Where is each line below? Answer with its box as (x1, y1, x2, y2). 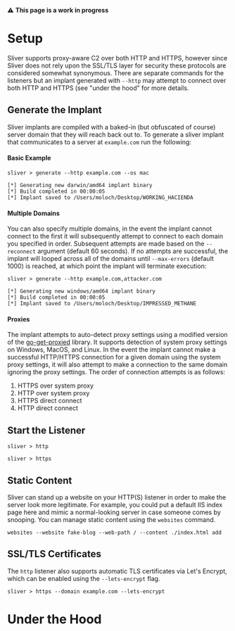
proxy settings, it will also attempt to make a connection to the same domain (7, 360, 228, 369)
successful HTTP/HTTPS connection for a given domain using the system (7, 353, 222, 362)
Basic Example (7, 154, 51, 162)
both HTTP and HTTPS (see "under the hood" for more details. (7, 84, 189, 92)
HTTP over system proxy (17, 389, 90, 397)
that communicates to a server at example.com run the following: (7, 137, 192, 146)
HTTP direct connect (17, 404, 79, 412)
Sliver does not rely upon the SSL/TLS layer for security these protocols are (7, 61, 227, 70)
